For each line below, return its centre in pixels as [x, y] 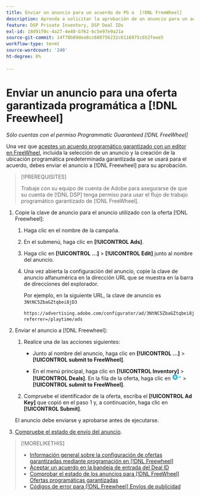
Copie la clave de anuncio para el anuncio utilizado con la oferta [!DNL [101, 212]
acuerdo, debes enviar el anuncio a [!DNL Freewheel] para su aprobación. [97, 165]
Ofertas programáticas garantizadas [74, 480]
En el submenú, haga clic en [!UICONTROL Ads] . [84, 241]
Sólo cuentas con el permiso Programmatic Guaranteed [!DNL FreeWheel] [97, 134]
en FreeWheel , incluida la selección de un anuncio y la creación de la [91, 152]
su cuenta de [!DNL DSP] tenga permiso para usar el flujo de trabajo [104, 194]
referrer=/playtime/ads [53, 319]
